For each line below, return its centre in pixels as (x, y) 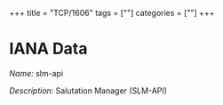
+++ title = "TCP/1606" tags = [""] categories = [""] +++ (112, 13)
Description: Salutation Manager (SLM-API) (88, 90)
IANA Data (48, 49)
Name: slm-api (36, 73)
